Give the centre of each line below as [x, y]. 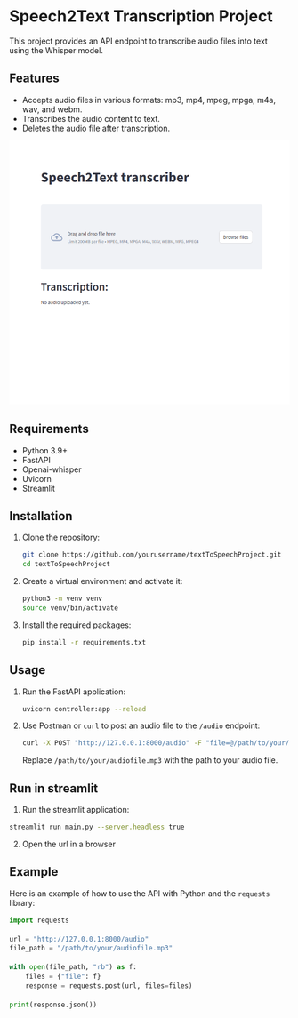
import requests [39, 920]
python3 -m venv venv [62, 599]
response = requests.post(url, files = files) [109, 986]
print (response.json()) [53, 1005]
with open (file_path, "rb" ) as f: [73, 967]
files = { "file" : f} [63, 977]
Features [34, 79]
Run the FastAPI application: [74, 692]
